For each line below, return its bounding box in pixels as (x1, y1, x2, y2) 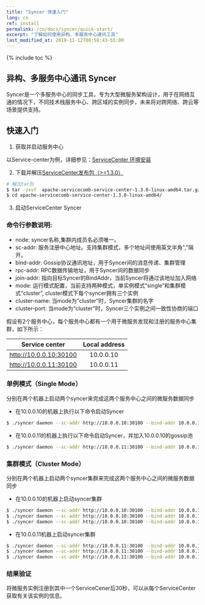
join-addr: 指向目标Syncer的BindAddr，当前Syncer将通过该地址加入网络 (15, 274, 197, 281)
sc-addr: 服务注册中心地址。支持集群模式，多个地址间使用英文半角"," (15, 244, 189, 251)
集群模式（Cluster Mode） (6, 459, 85, 468)
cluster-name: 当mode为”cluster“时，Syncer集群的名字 (15, 297, 154, 304)
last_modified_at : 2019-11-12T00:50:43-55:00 (6, 37, 124, 43)
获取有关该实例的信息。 (6, 592, 65, 600)
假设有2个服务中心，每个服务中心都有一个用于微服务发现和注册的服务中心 (6, 317, 192, 325)
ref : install (6, 20, 40, 26)
